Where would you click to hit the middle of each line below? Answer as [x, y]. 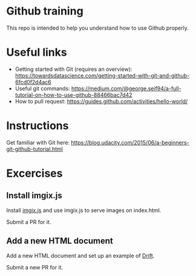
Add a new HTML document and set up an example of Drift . [80, 255]
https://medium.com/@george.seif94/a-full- [126, 88]
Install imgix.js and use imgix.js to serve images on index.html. [84, 210]
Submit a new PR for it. [35, 267]
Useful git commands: [43, 88]
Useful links [37, 52]
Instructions [38, 126]
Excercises [34, 173]
